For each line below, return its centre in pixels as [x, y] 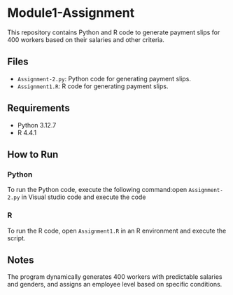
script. [16, 238]
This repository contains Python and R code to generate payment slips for [114, 32]
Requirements [38, 108]
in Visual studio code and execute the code [84, 197]
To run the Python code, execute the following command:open [97, 190]
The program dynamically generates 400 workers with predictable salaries [115, 277]
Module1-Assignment [71, 13]
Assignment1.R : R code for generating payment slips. [93, 86]
